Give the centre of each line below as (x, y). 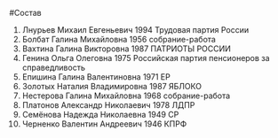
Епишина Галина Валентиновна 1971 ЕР (96, 77)
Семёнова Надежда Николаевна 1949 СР (100, 115)
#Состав (25, 13)
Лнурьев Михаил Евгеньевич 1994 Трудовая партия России (135, 30)
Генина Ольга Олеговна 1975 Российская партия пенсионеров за (146, 58)
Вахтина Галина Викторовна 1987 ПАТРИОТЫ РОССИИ (126, 49)
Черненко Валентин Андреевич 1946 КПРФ (104, 124)
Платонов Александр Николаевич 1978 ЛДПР (108, 105)
